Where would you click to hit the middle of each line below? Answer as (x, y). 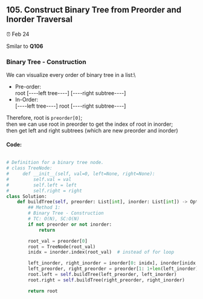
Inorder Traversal (40, 20)
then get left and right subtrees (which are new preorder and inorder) (92, 131)
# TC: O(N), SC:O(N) (54, 219)
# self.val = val (39, 179)
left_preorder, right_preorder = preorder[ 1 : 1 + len (95, 269)
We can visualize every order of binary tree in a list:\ (71, 75)
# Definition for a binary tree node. (55, 163)
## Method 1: (44, 208)
